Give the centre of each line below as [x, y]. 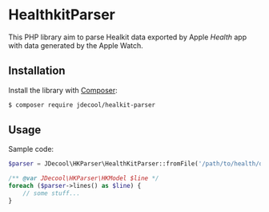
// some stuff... [52, 194]
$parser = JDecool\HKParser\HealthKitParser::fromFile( [103, 164]
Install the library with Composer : [63, 90]
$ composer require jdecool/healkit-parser [82, 105]
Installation [37, 71]
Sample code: [31, 149]
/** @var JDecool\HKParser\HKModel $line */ [84, 178]
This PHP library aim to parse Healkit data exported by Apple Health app [127, 37]
